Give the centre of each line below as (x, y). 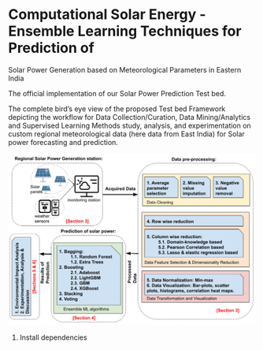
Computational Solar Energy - (107, 15)
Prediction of (51, 48)
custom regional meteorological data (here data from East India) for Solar (127, 134)
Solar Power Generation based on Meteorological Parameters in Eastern (125, 69)
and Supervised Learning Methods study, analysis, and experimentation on (130, 125)
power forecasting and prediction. (63, 142)
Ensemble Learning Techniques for (125, 31)
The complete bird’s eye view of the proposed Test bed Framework (117, 109)
